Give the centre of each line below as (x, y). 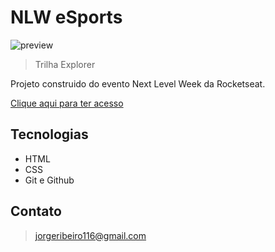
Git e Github (49, 180)
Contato (36, 211)
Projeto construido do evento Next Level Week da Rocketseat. (138, 83)
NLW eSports (66, 17)
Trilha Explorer (65, 64)
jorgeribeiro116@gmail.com (90, 235)
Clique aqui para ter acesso (67, 103)
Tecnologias (49, 134)
